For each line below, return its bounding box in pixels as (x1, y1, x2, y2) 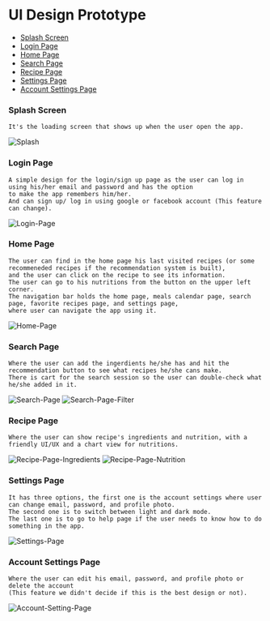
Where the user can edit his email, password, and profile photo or (8, 575, 244, 583)
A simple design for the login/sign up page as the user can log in (8, 176, 244, 184)
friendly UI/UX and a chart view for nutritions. (8, 440, 179, 449)
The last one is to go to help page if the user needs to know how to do (8, 515, 263, 523)
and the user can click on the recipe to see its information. (8, 271, 226, 279)
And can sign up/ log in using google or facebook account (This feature (8, 197, 263, 205)
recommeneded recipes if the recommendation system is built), (8, 263, 226, 272)
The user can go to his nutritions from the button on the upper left (8, 278, 251, 286)
